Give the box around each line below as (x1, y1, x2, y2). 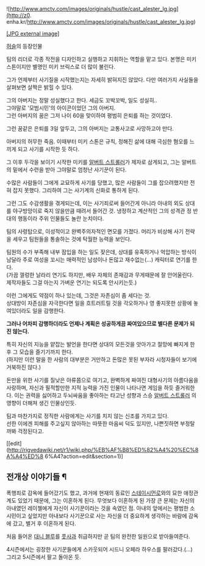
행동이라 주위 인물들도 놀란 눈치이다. (17, 215, 104, 222)
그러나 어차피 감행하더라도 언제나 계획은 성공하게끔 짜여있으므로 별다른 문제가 (6, 320, 189, 327)
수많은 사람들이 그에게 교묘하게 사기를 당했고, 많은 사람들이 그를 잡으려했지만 (6, 179, 189, 186)
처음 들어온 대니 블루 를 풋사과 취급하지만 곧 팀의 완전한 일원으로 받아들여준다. (6, 532, 190, 540)
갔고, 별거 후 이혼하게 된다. (12, 520, 76, 527)
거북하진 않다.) (6, 364, 41, 371)
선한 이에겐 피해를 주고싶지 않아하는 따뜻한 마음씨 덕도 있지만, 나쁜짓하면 (6, 420, 179, 427)
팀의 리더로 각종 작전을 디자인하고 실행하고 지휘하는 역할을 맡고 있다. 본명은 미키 (6, 56, 197, 63)
